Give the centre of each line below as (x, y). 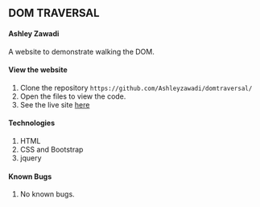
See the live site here (55, 104)
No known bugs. (47, 194)
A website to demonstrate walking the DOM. (81, 51)
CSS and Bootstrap (52, 149)
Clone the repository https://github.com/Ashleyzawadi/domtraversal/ (136, 87)
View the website (38, 70)
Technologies (32, 123)
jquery (31, 158)
